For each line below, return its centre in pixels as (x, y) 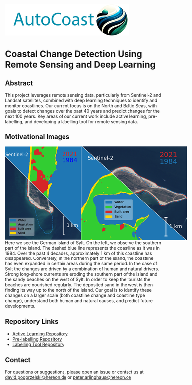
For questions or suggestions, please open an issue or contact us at (74, 372)
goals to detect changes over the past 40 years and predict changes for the (83, 111)
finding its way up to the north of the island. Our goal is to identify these (79, 290)
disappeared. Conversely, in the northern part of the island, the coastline (79, 258)
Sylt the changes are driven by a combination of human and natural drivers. (82, 269)
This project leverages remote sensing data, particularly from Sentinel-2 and (83, 95)
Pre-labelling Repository (37, 339)
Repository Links (32, 321)
